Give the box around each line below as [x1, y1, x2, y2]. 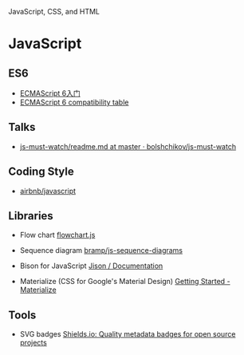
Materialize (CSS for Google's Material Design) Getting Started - [19, 277, 230, 286]
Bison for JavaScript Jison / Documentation [19, 261, 163, 270]
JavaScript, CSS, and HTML [8, 7, 100, 16]
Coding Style [8, 165, 74, 179]
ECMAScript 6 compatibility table [19, 97, 129, 107]
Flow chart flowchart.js [19, 231, 96, 240]
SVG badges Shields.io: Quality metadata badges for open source [19, 329, 236, 339]
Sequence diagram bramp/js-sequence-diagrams [19, 246, 183, 255]
